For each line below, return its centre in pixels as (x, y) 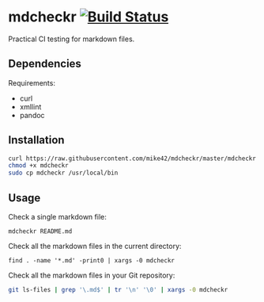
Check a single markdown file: (57, 217)
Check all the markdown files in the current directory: (95, 246)
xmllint (30, 106)
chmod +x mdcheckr (38, 166)
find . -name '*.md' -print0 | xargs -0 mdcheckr (92, 261)
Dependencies (45, 64)
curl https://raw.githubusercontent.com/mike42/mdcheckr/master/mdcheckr (132, 159)
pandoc (32, 115)
